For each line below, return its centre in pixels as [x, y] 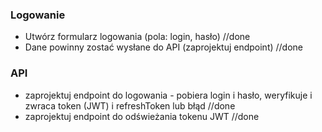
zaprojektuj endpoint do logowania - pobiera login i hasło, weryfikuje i [168, 95]
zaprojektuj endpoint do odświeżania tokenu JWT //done [142, 116]
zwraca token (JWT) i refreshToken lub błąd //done [130, 105]
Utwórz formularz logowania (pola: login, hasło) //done [137, 37]
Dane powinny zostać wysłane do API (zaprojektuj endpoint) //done [164, 47]
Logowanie [38, 15]
